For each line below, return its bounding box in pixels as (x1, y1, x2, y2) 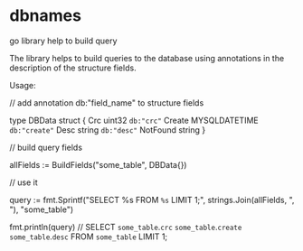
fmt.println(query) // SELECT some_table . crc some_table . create (9, 221, 242, 232)
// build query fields (9, 142, 83, 153)
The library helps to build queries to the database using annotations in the (9, 52, 285, 63)
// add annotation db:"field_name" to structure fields (9, 97, 204, 108)
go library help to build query (9, 35, 118, 46)
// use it (9, 177, 38, 188)
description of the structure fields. (9, 62, 137, 73)
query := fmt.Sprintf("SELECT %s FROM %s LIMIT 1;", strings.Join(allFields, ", (9, 194, 295, 205)
